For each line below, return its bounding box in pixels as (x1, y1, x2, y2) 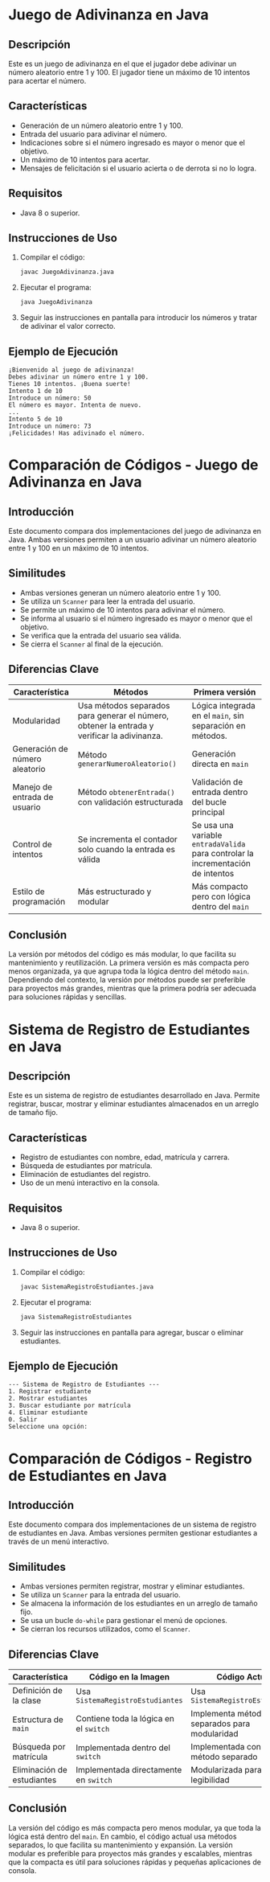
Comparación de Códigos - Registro (8, 1449, 253, 1468)
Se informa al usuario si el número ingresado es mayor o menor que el (19, 613, 253, 623)
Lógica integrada (191, 699, 256, 711)
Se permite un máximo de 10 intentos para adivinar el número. (19, 605, 226, 614)
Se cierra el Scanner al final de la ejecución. (19, 639, 163, 649)
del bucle (191, 796, 227, 807)
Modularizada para (190, 1765, 263, 1776)
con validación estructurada (77, 796, 183, 807)
